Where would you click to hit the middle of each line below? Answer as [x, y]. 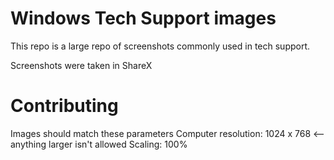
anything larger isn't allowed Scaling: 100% [99, 144]
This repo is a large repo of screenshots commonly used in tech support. [160, 46]
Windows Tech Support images [143, 18]
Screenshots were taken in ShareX [81, 65]
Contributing [64, 106]
